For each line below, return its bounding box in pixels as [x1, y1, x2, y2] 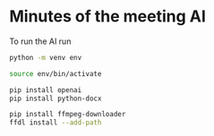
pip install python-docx [9, 94, 102, 103]
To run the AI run [9, 36, 72, 47]
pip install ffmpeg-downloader [9, 110, 126, 119]
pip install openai [9, 85, 82, 95]
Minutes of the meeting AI [9, 6, 206, 27]
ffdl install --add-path [9, 118, 102, 127]
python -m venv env [9, 53, 82, 62]
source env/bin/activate [9, 69, 102, 78]
